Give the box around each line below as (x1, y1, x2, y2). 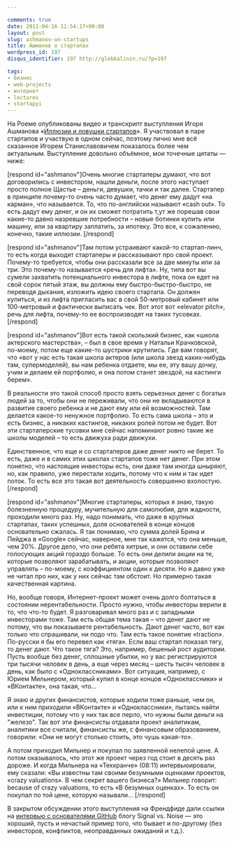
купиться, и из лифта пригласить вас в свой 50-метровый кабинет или (7, 295, 219, 304)
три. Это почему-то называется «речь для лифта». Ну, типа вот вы (7, 266, 206, 274)
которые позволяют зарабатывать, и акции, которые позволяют (7, 557, 199, 566)
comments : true (7, 16, 52, 23)
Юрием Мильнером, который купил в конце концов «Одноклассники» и (7, 675, 223, 683)
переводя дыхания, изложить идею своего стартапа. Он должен (7, 288, 200, 296)
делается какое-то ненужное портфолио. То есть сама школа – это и (7, 412, 214, 420)
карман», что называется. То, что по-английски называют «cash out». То (7, 200, 226, 208)
